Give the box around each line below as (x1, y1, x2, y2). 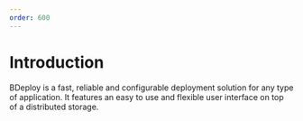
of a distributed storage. (9, 101, 99, 112)
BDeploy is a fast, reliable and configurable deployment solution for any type (9, 82, 294, 93)
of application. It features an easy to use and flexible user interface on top (9, 91, 284, 102)
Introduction (9, 51, 105, 72)
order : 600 (9, 13, 50, 23)
